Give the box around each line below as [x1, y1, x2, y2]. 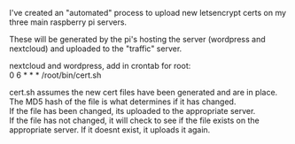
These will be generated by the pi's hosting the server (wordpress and [9, 34, 266, 44]
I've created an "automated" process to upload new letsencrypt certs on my [9, 8, 286, 18]
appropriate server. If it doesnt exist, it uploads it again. [9, 125, 211, 135]
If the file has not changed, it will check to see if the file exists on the [9, 115, 260, 125]
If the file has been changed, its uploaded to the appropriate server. [9, 106, 256, 116]
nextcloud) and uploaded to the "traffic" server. [9, 43, 182, 54]
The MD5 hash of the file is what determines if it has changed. [9, 96, 237, 107]
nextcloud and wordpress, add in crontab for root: [9, 61, 191, 71]
